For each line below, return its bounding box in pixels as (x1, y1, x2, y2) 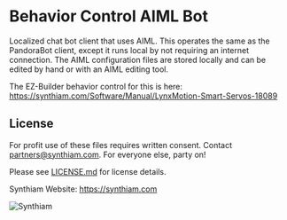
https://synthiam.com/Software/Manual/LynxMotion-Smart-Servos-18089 (9, 90, 278, 101)
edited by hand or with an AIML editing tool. (9, 64, 169, 75)
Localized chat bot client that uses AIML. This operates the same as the (9, 35, 270, 46)
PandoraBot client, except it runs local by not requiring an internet (9, 44, 250, 55)
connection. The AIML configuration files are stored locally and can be (9, 54, 267, 65)
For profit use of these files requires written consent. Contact (9, 139, 233, 150)
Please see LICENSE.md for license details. (9, 166, 167, 177)
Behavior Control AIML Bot (9, 6, 208, 27)
